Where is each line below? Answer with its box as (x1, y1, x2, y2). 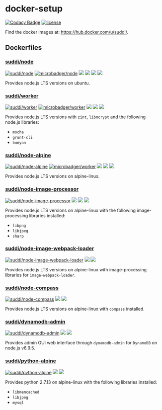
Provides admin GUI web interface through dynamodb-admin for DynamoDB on (5, 340, 158, 346)
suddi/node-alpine (5, 152, 51, 159)
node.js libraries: (5, 119, 40, 125)
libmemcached (12, 390, 40, 395)
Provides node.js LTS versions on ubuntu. (5, 80, 90, 86)
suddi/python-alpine (5, 357, 56, 364)
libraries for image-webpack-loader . (5, 272, 76, 278)
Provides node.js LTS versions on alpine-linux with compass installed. (5, 306, 145, 312)
